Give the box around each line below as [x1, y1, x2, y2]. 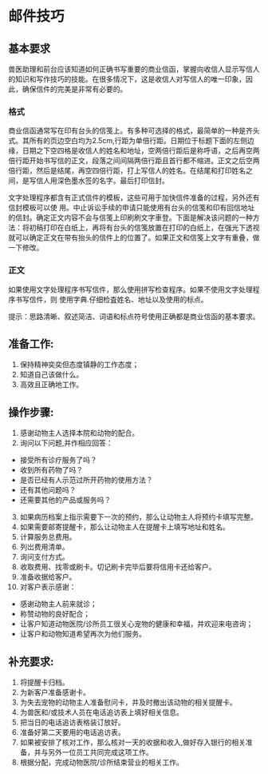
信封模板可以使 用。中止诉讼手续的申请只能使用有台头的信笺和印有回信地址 [8, 203, 255, 213]
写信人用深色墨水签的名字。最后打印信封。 [29, 176, 169, 186]
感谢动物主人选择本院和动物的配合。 [19, 429, 140, 438]
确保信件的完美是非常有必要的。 [22, 85, 128, 94]
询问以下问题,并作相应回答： [19, 438, 113, 448]
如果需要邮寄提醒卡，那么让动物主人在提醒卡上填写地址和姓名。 [19, 522, 230, 532]
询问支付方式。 [19, 553, 69, 562]
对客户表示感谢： [19, 582, 77, 592]
